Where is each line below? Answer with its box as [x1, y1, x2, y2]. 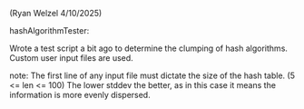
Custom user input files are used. [9, 53, 133, 63]
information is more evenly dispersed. [9, 90, 152, 100]
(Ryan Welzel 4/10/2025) [9, 8, 103, 18]
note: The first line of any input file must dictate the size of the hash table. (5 [9, 70, 295, 81]
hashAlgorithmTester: [9, 25, 90, 35]
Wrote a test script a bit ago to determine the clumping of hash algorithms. [9, 43, 289, 54]
